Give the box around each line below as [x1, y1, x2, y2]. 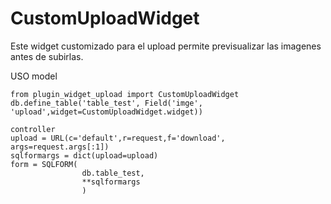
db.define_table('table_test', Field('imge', [10, 98, 203, 108]
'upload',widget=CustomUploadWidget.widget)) [10, 107, 203, 117]
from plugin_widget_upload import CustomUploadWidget [10, 89, 240, 99]
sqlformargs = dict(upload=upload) [10, 150, 159, 161]
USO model [10, 70, 58, 82]
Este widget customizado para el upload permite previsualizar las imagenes [10, 40, 322, 52]
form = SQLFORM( [10, 159, 78, 169]
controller [10, 124, 56, 134]
